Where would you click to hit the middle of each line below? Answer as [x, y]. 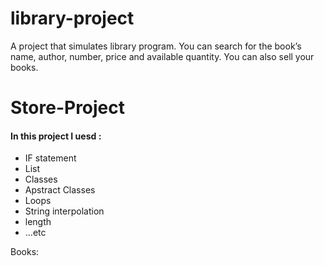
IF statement [50, 158]
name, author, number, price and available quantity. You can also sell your [162, 56]
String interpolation [64, 211]
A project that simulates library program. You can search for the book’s [156, 46]
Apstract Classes [60, 190]
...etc [35, 233]
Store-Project [68, 108]
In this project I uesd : [56, 136]
